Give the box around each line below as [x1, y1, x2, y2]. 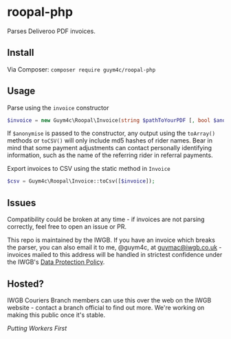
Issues [7, 197, 36, 209]
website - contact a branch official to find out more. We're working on [7, 303, 205, 311]
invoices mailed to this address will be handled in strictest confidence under [7, 251, 223, 259]
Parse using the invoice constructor [7, 103, 109, 112]
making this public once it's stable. [7, 311, 106, 319]
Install [7, 47, 34, 59]
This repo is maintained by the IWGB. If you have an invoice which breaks [7, 236, 215, 245]
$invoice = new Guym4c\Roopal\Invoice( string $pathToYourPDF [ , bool [7, 116, 211, 124]
